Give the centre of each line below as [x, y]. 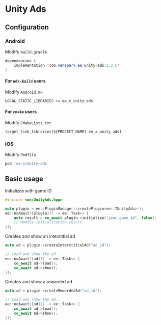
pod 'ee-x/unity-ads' [27, 164]
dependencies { [21, 61]
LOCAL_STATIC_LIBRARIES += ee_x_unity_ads [49, 101]
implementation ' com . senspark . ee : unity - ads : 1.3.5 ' [67, 65]
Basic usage [24, 179]
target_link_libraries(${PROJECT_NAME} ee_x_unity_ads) [63, 132]
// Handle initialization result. [49, 222]
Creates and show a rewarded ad [39, 282]
